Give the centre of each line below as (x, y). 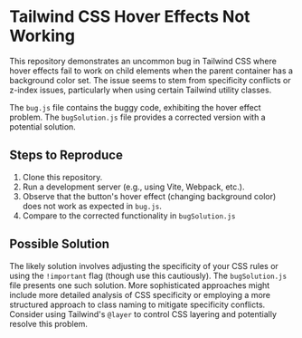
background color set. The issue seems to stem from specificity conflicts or (150, 80)
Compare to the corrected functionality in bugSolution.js (129, 216)
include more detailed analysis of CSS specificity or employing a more (140, 295)
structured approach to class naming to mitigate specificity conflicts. (137, 304)
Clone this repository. (62, 177)
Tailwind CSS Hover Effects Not (130, 17)
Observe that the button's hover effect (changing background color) (149, 196)
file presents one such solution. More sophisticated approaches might (140, 285)
